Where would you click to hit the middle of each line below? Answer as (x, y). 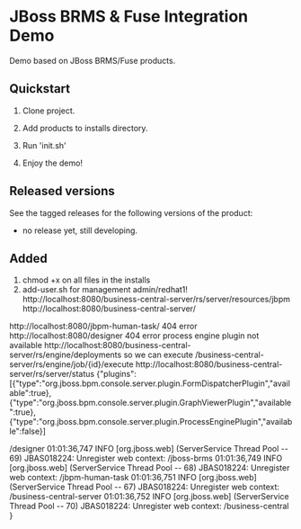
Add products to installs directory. (85, 128)
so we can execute (158, 355)
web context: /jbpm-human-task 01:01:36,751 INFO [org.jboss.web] (133, 478)
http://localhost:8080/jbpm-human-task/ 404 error (103, 327)
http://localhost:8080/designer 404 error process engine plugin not (134, 336)
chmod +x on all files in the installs (86, 280)
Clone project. (49, 111)
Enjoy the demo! (53, 163)
